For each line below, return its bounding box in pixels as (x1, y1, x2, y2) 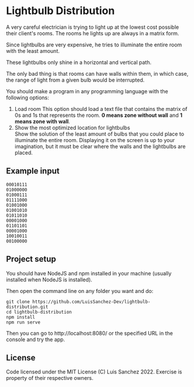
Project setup (6, 254, 57, 264)
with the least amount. (6, 47, 60, 54)
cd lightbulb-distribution (6, 309, 72, 315)
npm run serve (6, 319, 41, 325)
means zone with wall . (14, 117, 70, 124)
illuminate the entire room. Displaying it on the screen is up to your (14, 136, 175, 143)
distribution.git (6, 304, 49, 309)
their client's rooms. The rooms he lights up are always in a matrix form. (6, 29, 179, 36)
